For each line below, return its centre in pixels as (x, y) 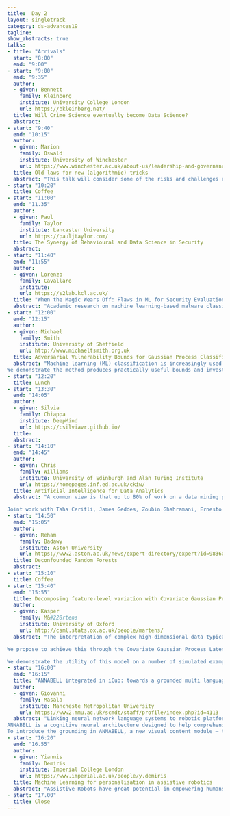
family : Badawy (41, 541)
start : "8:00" (33, 58)
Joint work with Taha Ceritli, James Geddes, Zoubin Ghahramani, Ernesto (115, 510)
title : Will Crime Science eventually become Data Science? (101, 115)
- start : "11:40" (32, 255)
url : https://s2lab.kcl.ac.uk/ (64, 294)
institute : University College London (75, 103)
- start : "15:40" (32, 586)
